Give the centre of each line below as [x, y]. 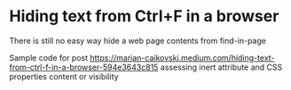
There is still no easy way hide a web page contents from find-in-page [138, 41]
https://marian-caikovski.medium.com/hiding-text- [182, 57]
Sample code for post [49, 57]
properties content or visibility [64, 76]
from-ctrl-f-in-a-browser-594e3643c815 [84, 67]
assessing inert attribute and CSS [221, 67]
